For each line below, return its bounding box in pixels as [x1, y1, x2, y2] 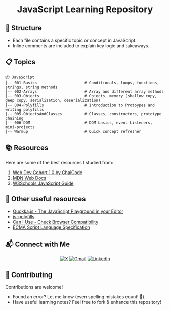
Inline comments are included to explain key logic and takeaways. [12, 43, 150, 49]
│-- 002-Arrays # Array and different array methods [5, 89, 164, 94]
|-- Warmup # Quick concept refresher [5, 129, 142, 134]
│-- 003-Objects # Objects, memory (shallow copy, [5, 93, 157, 98]
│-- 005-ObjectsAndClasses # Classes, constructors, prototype [5, 111, 162, 116]
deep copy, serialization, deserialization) [5, 98, 101, 103]
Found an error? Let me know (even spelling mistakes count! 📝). [12, 294, 146, 300]
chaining [5, 116, 24, 121]
